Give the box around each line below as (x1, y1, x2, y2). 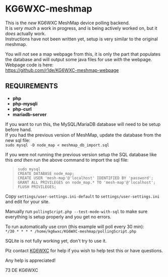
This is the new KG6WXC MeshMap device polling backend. (5, 20, 130, 26)
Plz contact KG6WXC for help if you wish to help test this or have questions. (5, 247, 163, 253)
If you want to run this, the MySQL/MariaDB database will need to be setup (5, 121, 160, 127)
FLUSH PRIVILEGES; (17, 184, 57, 190)
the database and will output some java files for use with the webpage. (5, 56, 152, 62)
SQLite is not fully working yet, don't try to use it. (5, 238, 107, 244)
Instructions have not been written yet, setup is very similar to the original (5, 36, 158, 42)
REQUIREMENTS (5, 82, 58, 90)
